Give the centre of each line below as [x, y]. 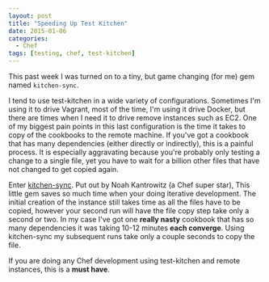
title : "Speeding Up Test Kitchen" [68, 23]
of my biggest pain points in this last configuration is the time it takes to [127, 126]
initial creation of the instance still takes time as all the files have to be [124, 202]
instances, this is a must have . [59, 269]
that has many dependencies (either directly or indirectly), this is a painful [131, 143]
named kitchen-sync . [44, 85]
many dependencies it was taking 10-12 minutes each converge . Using [126, 228]
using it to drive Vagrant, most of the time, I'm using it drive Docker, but [127, 109]
